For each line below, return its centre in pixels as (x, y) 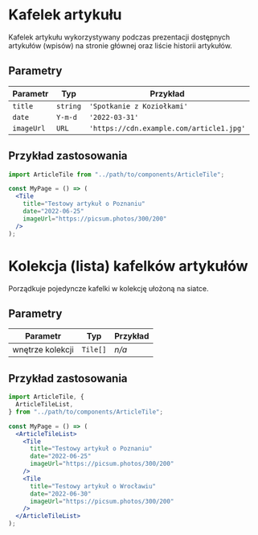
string (69, 106)
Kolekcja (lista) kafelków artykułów (128, 266)
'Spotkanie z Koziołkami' (139, 106)
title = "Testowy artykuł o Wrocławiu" (93, 486)
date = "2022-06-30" (60, 494)
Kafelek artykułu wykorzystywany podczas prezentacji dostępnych (119, 37)
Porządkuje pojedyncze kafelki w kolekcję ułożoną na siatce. (109, 288)
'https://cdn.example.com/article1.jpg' (167, 128)
